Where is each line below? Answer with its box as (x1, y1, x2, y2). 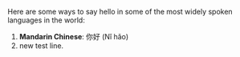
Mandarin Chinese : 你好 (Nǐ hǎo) (18, 32, 129, 41)
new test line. (18, 41, 64, 51)
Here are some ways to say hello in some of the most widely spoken (7, 7, 234, 16)
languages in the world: (7, 15, 85, 25)
